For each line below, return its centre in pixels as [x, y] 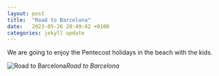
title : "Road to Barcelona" [49, 20]
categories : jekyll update [46, 33]
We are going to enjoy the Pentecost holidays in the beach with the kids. [110, 53]
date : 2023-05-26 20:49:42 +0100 [58, 26]
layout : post [26, 13]
